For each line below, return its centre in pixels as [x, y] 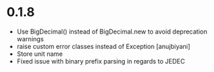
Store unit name [40, 54]
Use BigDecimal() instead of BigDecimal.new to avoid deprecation [112, 31]
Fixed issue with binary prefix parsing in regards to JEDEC [101, 61]
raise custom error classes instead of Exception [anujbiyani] [103, 46]
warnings [30, 38]
